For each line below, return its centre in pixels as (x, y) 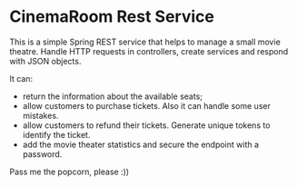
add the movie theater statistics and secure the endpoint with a (141, 144)
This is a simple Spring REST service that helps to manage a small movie (145, 42)
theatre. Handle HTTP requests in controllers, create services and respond (149, 51)
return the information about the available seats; (112, 96)
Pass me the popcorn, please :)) (69, 171)
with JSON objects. (45, 61)
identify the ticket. (56, 134)
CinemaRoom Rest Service (112, 17)
